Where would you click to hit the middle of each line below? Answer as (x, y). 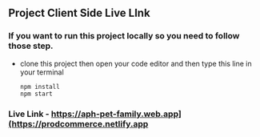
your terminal (42, 72)
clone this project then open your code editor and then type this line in (136, 63)
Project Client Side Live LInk (79, 13)
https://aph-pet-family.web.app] (116, 114)
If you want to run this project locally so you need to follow (124, 36)
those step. (31, 46)
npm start (36, 94)
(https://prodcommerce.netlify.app (78, 123)
